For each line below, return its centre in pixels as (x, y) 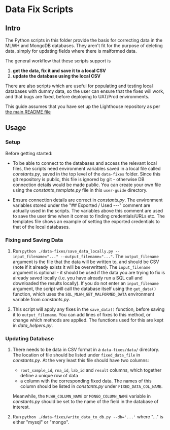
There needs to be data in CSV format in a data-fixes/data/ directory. (86, 350)
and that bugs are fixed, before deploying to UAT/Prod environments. (77, 97)
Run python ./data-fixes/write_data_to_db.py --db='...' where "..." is (88, 417)
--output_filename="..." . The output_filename (110, 256)
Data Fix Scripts (39, 9)
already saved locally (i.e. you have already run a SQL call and (78, 278)
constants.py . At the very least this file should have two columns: (81, 361)
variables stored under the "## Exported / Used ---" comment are (81, 205)
